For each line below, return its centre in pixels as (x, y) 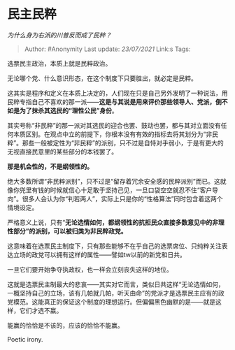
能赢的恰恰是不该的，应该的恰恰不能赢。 (65, 325)
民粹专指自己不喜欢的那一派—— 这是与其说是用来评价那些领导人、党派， (111, 101)
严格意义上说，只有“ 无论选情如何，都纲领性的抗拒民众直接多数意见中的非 (113, 222)
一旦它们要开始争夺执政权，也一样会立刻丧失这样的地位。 (90, 269)
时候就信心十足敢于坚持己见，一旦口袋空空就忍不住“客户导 (134, 190)
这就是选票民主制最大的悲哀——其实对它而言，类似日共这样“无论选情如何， (116, 284)
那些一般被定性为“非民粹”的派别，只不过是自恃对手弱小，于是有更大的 (123, 143)
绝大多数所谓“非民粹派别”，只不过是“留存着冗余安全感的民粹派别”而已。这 (114, 181)
